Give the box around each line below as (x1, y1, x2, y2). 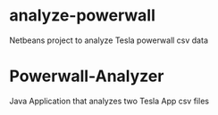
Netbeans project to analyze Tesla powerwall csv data (9, 35, 208, 45)
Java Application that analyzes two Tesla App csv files (9, 95, 210, 106)
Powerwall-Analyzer (9, 66, 164, 86)
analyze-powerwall (9, 5, 156, 26)
